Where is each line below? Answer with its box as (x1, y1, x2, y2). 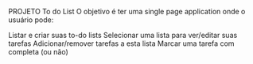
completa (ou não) (8, 47, 69, 56)
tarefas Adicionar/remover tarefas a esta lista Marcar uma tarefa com (8, 39, 235, 48)
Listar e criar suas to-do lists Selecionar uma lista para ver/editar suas (8, 31, 238, 40)
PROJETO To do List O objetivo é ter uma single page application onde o (8, 7, 246, 16)
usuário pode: (8, 15, 54, 24)
